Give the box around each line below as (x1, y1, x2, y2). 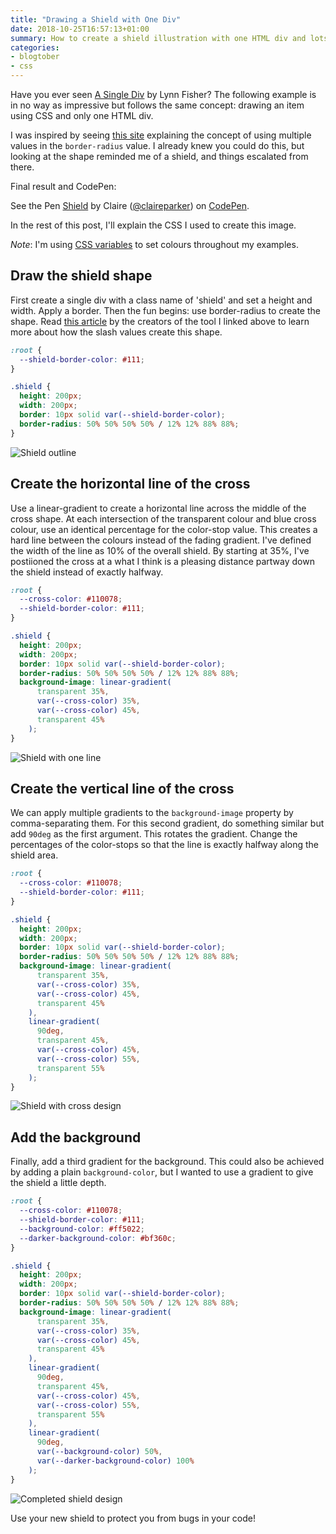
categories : (10, 42, 60, 53)
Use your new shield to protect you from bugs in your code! (10, 1512, 256, 1524)
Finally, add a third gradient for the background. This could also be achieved (10, 1156, 325, 1168)
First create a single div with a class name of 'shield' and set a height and (10, 294, 313, 306)
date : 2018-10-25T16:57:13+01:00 (10, 24, 150, 34)
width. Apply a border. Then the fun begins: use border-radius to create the (10, 304, 321, 316)
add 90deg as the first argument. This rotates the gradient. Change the (10, 828, 298, 840)
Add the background (10, 1129, 142, 1146)
